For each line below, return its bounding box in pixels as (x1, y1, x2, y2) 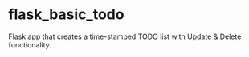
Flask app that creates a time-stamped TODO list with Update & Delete (8, 32, 242, 41)
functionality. (8, 40, 52, 49)
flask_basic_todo (8, 6, 124, 24)
